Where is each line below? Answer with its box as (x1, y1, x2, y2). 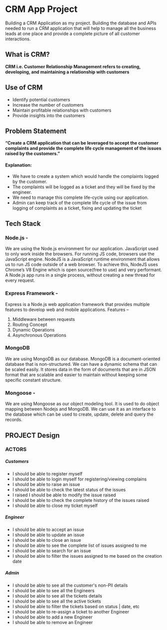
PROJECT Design (5, 431, 60, 440)
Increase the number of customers (12, 102, 84, 108)
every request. (5, 278, 35, 284)
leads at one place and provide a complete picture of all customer (5, 30, 141, 36)
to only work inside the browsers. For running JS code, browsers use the (5, 251, 155, 257)
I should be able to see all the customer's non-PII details (12, 582, 128, 589)
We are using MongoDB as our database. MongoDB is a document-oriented (5, 355, 161, 362)
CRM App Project (5, 3, 78, 15)
